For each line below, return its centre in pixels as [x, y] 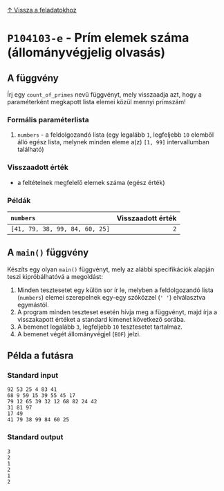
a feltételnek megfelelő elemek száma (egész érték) [91, 182]
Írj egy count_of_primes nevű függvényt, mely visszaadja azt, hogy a [104, 95]
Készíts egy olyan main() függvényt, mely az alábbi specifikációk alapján [111, 269]
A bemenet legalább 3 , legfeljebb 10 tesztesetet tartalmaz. [100, 327]
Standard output [35, 437]
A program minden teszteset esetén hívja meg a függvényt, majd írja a [117, 312]
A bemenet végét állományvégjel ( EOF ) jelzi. [79, 334]
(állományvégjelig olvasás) [86, 53]
